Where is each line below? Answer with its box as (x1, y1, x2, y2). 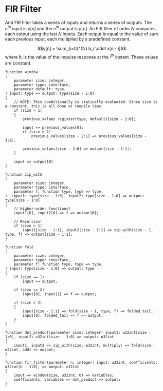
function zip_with (5, 172, 42, 177)
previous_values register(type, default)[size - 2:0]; (22, 117, 136, 122)
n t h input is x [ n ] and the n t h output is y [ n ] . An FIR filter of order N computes (5, 24, 156, 31)
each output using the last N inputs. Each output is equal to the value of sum (5, 31, 158, 37)
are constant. (5, 60, 32, 66)
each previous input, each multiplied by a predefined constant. (5, 36, 131, 42)
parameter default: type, (14, 87, 67, 92)
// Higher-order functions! (14, 206, 71, 211)
